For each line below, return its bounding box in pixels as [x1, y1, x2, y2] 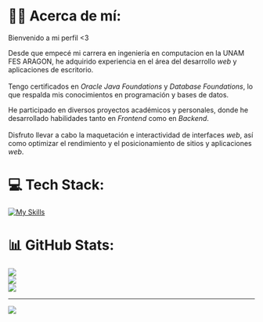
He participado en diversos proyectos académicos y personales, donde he [8, 105, 249, 115]
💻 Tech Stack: [8, 176, 105, 194]
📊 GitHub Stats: [8, 236, 115, 254]
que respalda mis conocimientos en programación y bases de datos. [8, 90, 229, 99]
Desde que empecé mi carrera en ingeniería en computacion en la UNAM [8, 48, 245, 57]
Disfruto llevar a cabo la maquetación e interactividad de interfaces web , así [8, 130, 254, 140]
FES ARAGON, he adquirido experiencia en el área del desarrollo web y [8, 57, 237, 66]
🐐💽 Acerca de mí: [8, 7, 121, 25]
